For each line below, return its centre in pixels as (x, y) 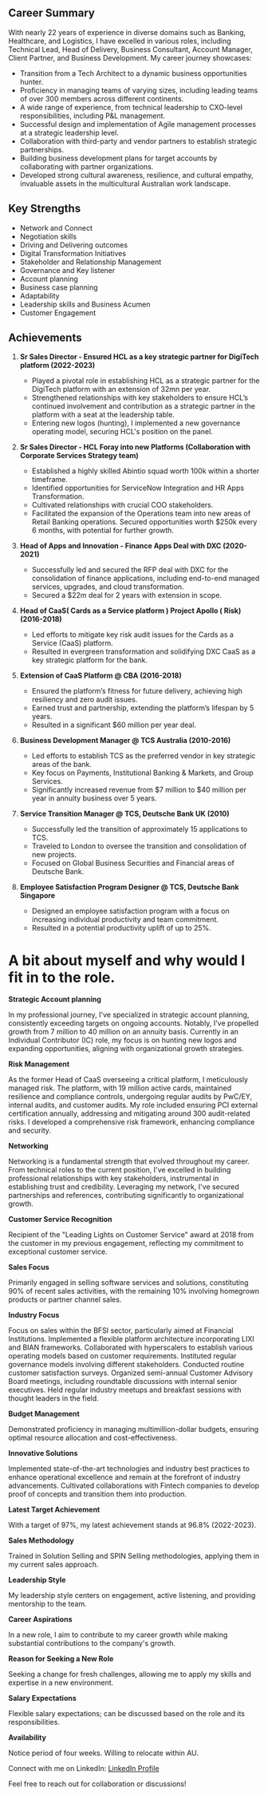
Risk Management (39, 1064)
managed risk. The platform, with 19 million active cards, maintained (120, 1088)
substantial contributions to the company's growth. (92, 1643)
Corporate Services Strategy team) (79, 456)
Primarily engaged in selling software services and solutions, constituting (128, 1283)
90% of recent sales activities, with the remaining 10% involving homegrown (134, 1291)
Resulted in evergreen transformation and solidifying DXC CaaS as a (144, 652)
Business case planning (59, 287)
